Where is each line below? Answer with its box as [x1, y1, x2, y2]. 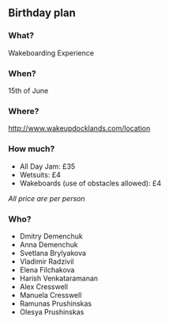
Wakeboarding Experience [8, 48, 95, 58]
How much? [8, 143, 55, 154]
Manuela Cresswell [19, 290, 82, 299]
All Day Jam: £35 [19, 162, 76, 171]
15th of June [8, 86, 49, 95]
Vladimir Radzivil [19, 257, 74, 266]
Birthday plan [8, 6, 77, 20]
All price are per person [8, 193, 85, 203]
